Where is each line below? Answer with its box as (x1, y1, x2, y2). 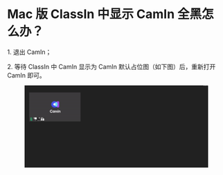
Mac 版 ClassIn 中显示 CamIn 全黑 (7, 6, 202, 22)
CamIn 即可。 (7, 71, 46, 80)
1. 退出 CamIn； (7, 48, 52, 56)
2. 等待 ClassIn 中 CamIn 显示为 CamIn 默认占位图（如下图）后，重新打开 (7, 62, 216, 71)
